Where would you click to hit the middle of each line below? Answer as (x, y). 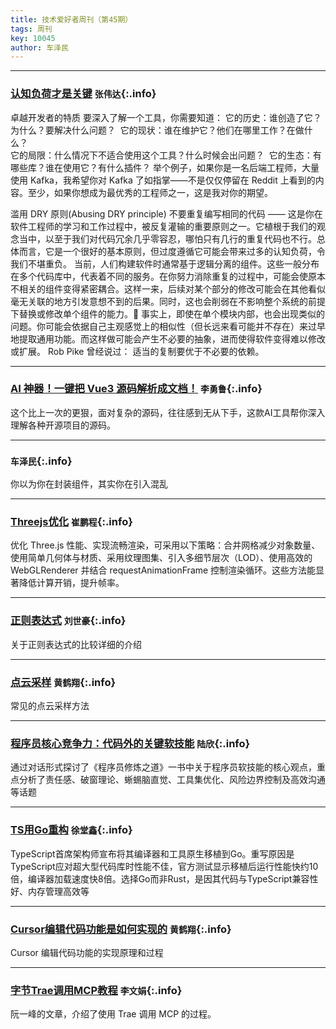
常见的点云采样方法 (50, 706)
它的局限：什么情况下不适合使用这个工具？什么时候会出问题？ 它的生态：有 (166, 155)
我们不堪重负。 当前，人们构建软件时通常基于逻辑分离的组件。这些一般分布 (165, 263)
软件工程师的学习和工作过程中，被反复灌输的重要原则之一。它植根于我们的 (163, 226)
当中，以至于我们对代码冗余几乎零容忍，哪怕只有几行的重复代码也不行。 (167, 238)
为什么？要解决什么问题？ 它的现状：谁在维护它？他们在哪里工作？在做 (157, 130)
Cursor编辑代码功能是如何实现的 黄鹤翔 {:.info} (121, 929)
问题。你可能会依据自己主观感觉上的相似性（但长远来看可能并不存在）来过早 (168, 326)
